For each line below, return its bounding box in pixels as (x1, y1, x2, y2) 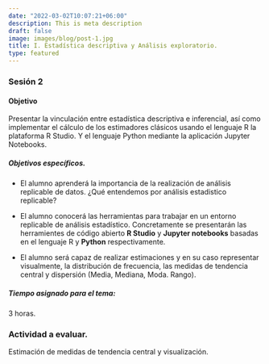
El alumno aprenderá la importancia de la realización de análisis (19, 178, 231, 188)
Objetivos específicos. (8, 158, 86, 168)
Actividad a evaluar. (8, 328, 89, 340)
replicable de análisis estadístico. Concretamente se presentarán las (19, 220, 247, 230)
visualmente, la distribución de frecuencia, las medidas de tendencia (19, 261, 248, 271)
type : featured (8, 49, 60, 57)
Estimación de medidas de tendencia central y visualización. (8, 347, 209, 357)
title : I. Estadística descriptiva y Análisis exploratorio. (8, 42, 218, 50)
